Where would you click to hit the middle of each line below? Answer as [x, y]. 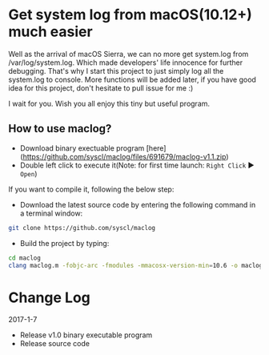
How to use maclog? [60, 129]
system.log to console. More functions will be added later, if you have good [132, 79]
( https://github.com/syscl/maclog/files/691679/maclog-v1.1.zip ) [124, 156]
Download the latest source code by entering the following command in [138, 204]
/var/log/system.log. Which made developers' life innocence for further [125, 63]
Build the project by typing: [64, 243]
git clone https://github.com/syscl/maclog [82, 228]
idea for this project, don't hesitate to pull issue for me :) [101, 88]
